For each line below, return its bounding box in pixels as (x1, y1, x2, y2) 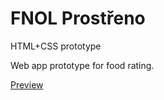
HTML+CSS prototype (10, 40, 102, 52)
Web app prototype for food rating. (10, 59, 155, 71)
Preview (10, 78, 44, 91)
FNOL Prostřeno (10, 7, 146, 30)
